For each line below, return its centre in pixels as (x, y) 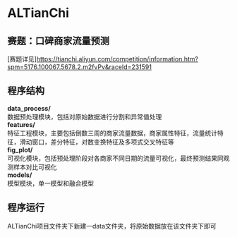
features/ (21, 124)
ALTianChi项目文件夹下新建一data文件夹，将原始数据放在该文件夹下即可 (112, 226)
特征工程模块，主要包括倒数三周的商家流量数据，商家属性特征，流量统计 (112, 133)
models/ (20, 175)
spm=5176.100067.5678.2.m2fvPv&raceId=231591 (79, 67)
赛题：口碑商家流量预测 (58, 41)
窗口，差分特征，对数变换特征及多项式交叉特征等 (103, 142)
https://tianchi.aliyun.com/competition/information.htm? (117, 59)
